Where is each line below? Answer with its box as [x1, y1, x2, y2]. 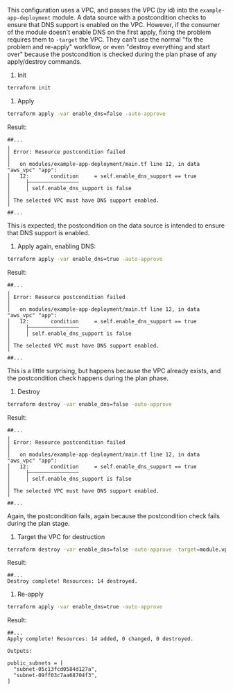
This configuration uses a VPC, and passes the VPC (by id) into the [7, 6, 199, 14]
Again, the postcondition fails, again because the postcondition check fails [7, 511, 221, 520]
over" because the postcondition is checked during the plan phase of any [7, 50, 217, 58]
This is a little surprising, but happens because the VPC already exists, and [7, 366, 221, 375]
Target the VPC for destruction [17, 532, 105, 540]
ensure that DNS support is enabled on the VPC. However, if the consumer [7, 21, 221, 28]
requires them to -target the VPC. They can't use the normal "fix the [7, 35, 203, 44]
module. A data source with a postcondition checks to [52, 13, 207, 22]
